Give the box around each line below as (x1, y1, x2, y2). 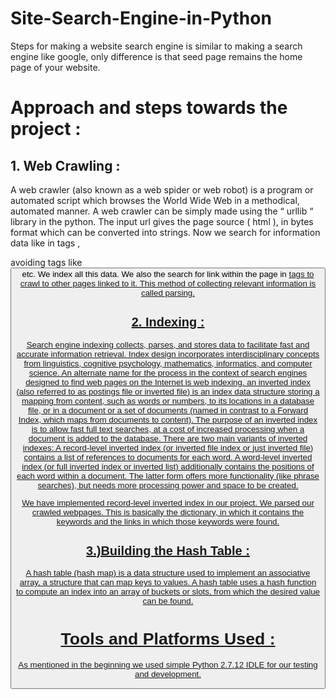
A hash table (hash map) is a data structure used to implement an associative (25, 568, 311, 579)
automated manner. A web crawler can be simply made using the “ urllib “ (10, 205, 314, 217)
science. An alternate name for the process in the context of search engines (28, 367, 308, 378)
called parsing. (141, 287, 195, 298)
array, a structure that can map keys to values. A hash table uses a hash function (19, 577, 317, 588)
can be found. (142, 596, 194, 607)
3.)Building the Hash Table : (86, 543, 250, 558)
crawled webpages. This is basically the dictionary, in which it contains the (31, 507, 305, 517)
